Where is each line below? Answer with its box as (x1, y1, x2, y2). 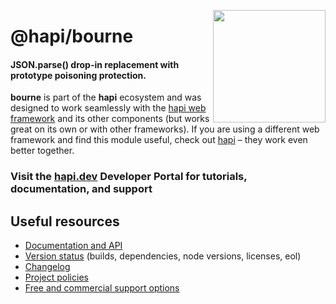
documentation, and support (10, 182, 153, 196)
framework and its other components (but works (10, 113, 210, 125)
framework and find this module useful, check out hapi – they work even (10, 134, 308, 146)
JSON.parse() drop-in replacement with (10, 58, 180, 70)
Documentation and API (24, 240, 123, 252)
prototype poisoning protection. (10, 69, 147, 81)
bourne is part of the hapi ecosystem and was (10, 91, 202, 104)
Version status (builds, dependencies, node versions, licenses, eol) (24, 250, 302, 262)
